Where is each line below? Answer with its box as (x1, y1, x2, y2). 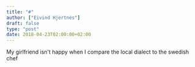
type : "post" (6, 26, 40, 32)
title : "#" (6, 9, 34, 15)
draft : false (6, 20, 40, 26)
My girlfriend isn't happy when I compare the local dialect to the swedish (6, 48, 190, 55)
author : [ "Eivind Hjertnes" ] (6, 15, 80, 21)
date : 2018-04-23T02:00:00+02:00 (6, 32, 91, 38)
